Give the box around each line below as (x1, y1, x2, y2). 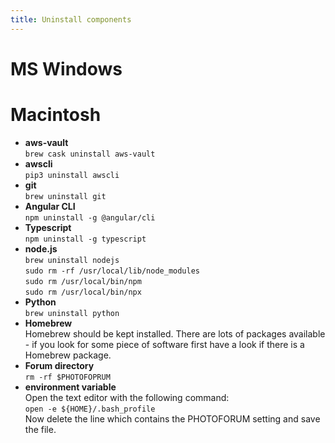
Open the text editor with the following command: (24, 391, 230, 403)
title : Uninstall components (10, 14, 132, 25)
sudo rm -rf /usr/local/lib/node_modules (24, 266, 200, 276)
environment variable (24, 381, 117, 393)
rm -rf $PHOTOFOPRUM (24, 372, 111, 382)
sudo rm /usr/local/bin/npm (24, 276, 142, 286)
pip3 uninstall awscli (24, 170, 120, 180)
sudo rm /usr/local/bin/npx (24, 287, 142, 297)
